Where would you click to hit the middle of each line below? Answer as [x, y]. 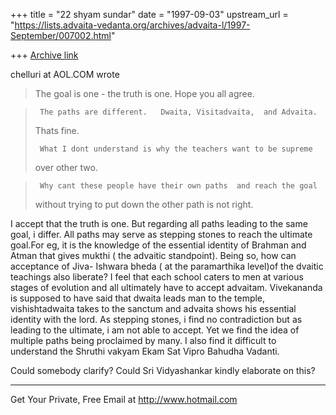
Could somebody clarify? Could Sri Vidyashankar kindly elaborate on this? [163, 370]
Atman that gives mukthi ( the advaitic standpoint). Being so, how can [153, 255]
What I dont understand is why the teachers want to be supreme [176, 149]
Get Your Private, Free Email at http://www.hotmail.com [124, 399]
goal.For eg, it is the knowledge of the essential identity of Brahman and [158, 245]
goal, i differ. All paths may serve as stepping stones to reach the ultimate [161, 234]
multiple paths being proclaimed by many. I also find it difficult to [143, 340]
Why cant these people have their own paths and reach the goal [178, 186]
